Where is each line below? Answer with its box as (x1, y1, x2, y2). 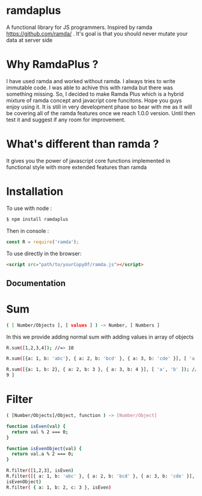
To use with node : (6, 205, 52, 212)
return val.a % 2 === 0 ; (11, 451, 74, 457)
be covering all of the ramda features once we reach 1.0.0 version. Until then (6, 109, 195, 116)
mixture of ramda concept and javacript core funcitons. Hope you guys (6, 97, 182, 104)
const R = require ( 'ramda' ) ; (6, 239, 79, 245)
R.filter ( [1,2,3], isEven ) (6, 468, 74, 474)
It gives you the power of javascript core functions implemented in (6, 157, 170, 164)
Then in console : (6, 227, 49, 234)
